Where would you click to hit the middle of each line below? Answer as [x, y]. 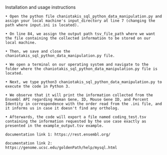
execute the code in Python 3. [38, 86]
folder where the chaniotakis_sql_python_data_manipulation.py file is [81, 69]
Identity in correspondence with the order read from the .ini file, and [84, 104]
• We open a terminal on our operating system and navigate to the [77, 64]
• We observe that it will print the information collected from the [79, 95]
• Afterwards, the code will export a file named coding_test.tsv [76, 117]
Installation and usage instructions [40, 7]
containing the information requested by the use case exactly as [76, 121]
